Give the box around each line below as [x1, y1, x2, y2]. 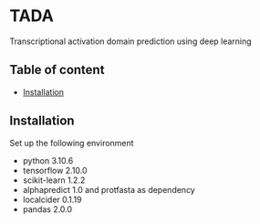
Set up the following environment [9, 137, 134, 148]
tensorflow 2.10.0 [22, 165, 88, 176]
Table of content [9, 62, 105, 78]
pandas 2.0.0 [22, 203, 73, 215]
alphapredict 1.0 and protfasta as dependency [22, 184, 196, 195]
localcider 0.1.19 [22, 194, 82, 205]
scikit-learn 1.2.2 [22, 175, 86, 186]
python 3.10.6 [22, 155, 74, 165]
